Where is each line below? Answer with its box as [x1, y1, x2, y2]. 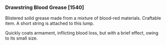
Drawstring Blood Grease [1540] [5, 4, 84, 11]
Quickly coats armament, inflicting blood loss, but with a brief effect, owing [5, 30, 159, 36]
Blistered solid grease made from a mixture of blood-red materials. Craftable [5, 15, 161, 21]
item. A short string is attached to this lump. [5, 20, 94, 26]
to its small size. [5, 35, 38, 41]
